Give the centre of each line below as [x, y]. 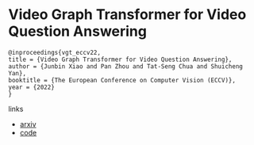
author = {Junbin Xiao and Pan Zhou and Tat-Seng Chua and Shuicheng [126, 66]
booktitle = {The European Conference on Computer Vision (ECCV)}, [122, 80]
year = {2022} [32, 87]
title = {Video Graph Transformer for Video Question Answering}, [120, 59]
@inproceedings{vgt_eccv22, [55, 52]
